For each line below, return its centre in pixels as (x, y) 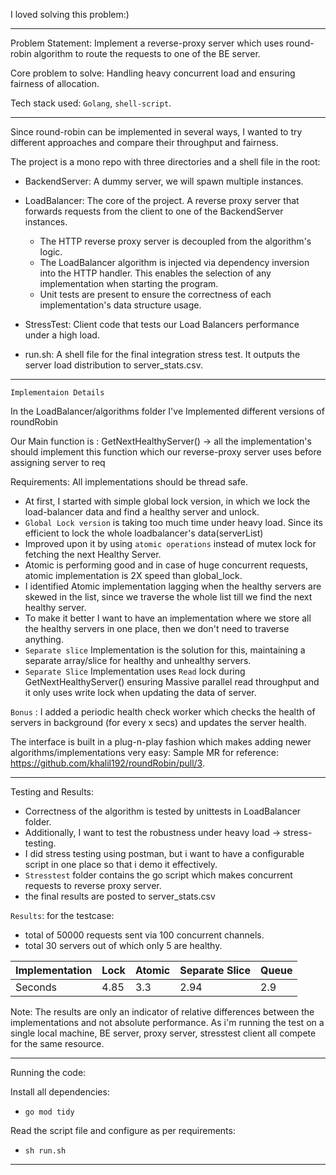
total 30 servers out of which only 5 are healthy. (123, 945)
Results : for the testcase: (62, 915)
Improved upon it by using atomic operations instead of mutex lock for (170, 543)
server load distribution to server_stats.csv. (113, 365)
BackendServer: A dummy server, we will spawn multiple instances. (164, 181)
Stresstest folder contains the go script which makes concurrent (158, 875)
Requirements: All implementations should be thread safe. (129, 482)
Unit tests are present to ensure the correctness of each (155, 294)
